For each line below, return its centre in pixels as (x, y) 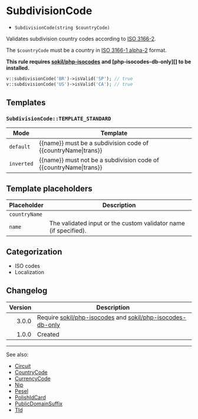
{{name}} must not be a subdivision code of (99, 160)
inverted (21, 164)
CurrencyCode (33, 378)
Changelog (27, 291)
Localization (29, 272)
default (20, 147)
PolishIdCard (30, 397)
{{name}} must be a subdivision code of (94, 143)
